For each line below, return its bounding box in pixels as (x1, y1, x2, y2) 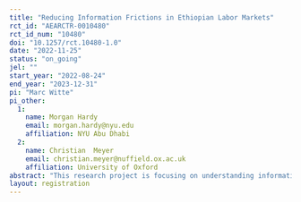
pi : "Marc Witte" (9, 88, 74, 97)
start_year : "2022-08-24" (9, 72, 106, 80)
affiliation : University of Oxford (25, 163, 159, 172)
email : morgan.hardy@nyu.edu (25, 122, 134, 130)
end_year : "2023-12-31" (9, 80, 99, 88)
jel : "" (9, 63, 39, 72)
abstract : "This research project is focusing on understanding (9, 171, 254, 180)
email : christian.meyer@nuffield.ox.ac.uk (25, 154, 186, 164)
